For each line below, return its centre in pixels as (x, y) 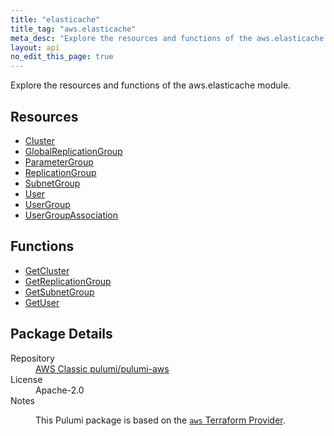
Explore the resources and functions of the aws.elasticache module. (151, 85)
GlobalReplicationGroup (73, 151)
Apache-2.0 (60, 390)
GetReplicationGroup (68, 281)
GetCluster (47, 270)
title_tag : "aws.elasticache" (73, 29)
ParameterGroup (59, 162)
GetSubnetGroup (59, 292)
